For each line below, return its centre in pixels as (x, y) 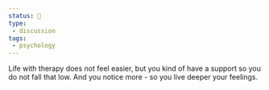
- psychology (34, 46)
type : (17, 23)
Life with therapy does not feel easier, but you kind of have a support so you (135, 68)
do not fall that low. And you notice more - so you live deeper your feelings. (133, 77)
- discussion (34, 31)
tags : (17, 38)
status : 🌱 (25, 16)
